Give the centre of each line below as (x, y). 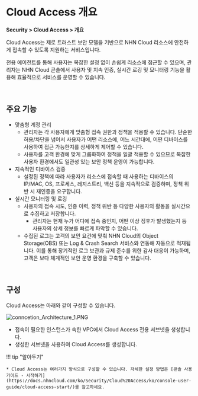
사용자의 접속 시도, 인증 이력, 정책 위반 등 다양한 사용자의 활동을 (97, 206)
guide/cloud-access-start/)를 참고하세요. (56, 387)
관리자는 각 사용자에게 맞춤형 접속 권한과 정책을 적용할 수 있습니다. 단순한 (108, 132)
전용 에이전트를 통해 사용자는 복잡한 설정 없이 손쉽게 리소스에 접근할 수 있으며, (96, 62)
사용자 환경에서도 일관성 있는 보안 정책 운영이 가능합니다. (89, 161)
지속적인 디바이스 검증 (40, 169)
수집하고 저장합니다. (53, 213)
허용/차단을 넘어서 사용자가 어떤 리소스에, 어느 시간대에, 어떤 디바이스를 (106, 139)
